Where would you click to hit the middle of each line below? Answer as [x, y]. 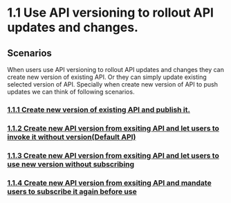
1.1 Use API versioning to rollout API [111, 13]
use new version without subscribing [71, 164]
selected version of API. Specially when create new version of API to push [113, 84]
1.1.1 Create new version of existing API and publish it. [99, 109]
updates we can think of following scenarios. [71, 92]
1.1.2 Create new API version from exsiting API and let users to [113, 128]
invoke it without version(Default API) [72, 136]
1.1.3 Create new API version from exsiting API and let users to [113, 155]
